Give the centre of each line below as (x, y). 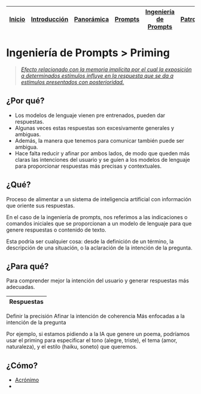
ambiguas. (28, 134)
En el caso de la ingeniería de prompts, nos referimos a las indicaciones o (97, 217)
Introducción (50, 19)
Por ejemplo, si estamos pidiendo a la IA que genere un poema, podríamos (98, 334)
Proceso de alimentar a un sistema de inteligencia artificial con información (99, 199)
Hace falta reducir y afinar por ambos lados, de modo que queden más (102, 153)
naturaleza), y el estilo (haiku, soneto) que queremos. (72, 347)
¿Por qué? (25, 101)
